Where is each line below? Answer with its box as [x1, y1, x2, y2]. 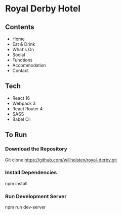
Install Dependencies [5, 169, 57, 176]
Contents [5, 23, 35, 31]
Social [12, 52, 25, 58]
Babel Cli [12, 116, 31, 122]
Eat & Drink [12, 41, 36, 47]
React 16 [12, 95, 30, 101]
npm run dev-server [5, 204, 46, 210]
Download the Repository [5, 145, 68, 152]
